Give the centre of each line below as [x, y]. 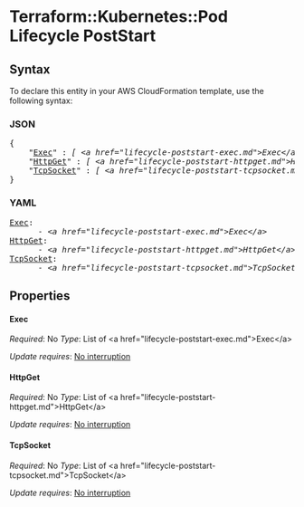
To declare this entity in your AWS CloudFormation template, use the [137, 91]
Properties [40, 296]
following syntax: [41, 100]
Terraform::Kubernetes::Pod [119, 17]
